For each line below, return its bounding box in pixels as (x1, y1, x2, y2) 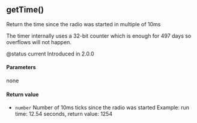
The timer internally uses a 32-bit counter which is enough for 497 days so (6, 32, 192, 39)
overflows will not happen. (6, 38, 72, 45)
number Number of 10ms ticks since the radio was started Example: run (14, 104, 190, 111)
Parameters (6, 64, 36, 71)
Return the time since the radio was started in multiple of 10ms (6, 20, 161, 27)
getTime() (6, 5, 44, 15)
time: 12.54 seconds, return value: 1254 (14, 110, 113, 118)
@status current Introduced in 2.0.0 (6, 50, 94, 57)
